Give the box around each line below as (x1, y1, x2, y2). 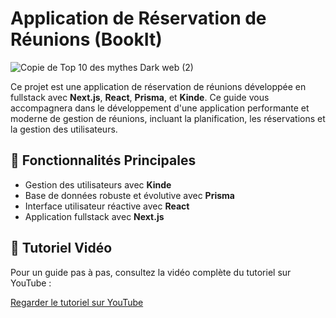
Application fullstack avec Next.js (24, 210, 165, 222)
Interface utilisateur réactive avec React (24, 200, 190, 212)
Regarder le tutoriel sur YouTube (10, 296, 144, 308)
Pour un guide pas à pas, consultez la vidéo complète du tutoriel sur (10, 266, 292, 278)
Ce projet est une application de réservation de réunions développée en (10, 80, 307, 92)
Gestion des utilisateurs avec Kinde (24, 178, 172, 191)
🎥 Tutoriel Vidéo (10, 240, 113, 257)
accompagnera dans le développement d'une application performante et (10, 102, 310, 114)
